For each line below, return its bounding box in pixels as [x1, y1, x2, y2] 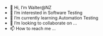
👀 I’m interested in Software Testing [9, 10, 83, 16]
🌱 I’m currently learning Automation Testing [9, 15, 99, 20]
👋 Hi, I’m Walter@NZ [9, 5, 52, 10]
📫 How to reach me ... [9, 26, 56, 31]
